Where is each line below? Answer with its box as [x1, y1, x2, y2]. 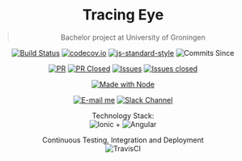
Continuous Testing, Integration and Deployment [42, 135, 204, 145]
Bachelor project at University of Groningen [61, 32, 206, 42]
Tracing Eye [82, 6, 164, 24]
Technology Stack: [91, 111, 155, 121]
